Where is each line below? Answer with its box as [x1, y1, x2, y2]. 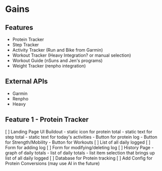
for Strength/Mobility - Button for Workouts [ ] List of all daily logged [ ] [5, 139, 151, 145]
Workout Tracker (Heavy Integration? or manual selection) [12, 52, 131, 58]
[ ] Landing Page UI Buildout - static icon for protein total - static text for [5, 128, 153, 135]
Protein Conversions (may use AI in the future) [5, 160, 100, 166]
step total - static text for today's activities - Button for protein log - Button [5, 134, 158, 140]
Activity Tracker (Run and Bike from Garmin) [12, 47, 103, 53]
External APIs [5, 77, 48, 85]
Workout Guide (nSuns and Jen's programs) [12, 58, 103, 63]
